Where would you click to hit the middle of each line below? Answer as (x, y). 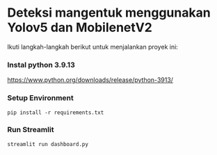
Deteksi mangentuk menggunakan (109, 13)
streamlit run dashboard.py (48, 144)
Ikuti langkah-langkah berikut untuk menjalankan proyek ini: (93, 47)
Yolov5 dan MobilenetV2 (80, 27)
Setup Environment (41, 98)
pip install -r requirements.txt (56, 113)
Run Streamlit (31, 130)
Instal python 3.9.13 (41, 65)
